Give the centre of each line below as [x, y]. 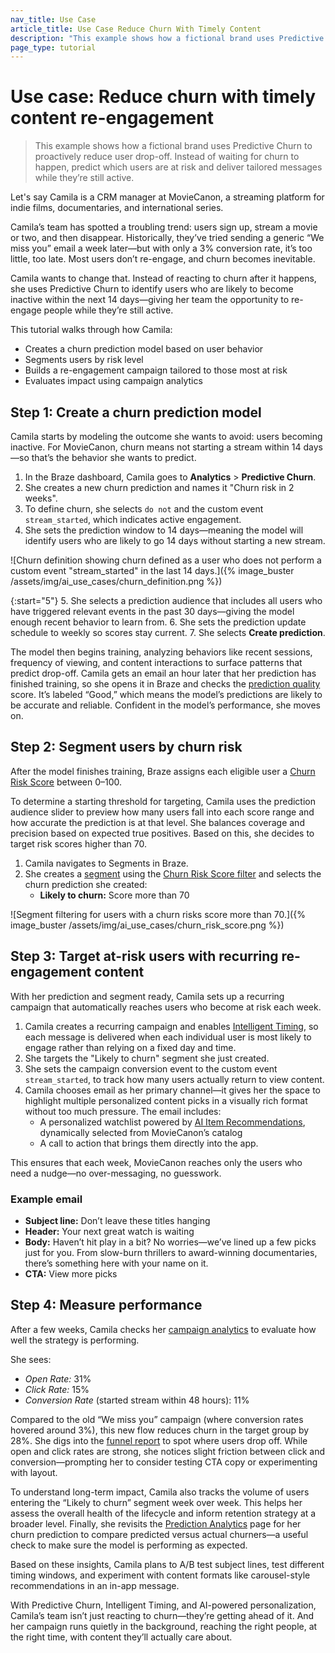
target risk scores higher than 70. [78, 843]
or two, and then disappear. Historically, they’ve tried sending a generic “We [167, 238]
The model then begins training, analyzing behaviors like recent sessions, [161, 652]
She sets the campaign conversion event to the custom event [151, 1068]
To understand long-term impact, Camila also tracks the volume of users [160, 1492]
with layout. [34, 1472]
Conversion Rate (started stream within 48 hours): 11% [137, 1400]
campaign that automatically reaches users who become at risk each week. [166, 1007]
